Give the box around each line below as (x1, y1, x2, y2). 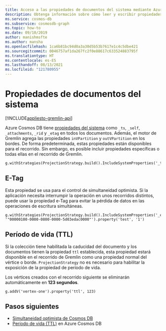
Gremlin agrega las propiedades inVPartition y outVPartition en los (5, 135, 145, 141)
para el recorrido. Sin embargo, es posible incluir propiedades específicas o (5, 145, 160, 151)
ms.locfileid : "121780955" (5, 67, 61, 72)
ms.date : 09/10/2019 (5, 30, 48, 35)
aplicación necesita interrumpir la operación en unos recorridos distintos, (5, 192, 154, 198)
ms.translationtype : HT (5, 53, 54, 58)
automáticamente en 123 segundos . (5, 279, 79, 285)
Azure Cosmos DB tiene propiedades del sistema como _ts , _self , (5, 125, 140, 131)
